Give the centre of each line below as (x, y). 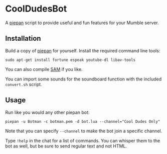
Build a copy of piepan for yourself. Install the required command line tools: (83, 50)
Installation (23, 38)
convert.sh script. (24, 84)
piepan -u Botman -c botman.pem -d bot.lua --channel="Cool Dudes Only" (83, 121)
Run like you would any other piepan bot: (47, 112)
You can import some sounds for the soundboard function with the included (83, 79)
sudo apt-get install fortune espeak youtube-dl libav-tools (70, 60)
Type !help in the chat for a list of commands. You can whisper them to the (83, 140)
